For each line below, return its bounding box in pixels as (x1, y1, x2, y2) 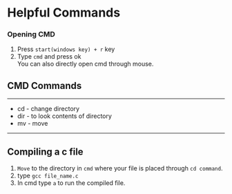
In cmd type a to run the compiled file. (17, 179, 126, 187)
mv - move (17, 119, 48, 128)
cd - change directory (17, 105, 80, 113)
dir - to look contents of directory (17, 112, 113, 120)
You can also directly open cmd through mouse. (17, 60, 154, 68)
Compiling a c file (7, 146, 84, 157)
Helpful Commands (7, 5, 121, 21)
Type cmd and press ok (17, 52, 81, 61)
